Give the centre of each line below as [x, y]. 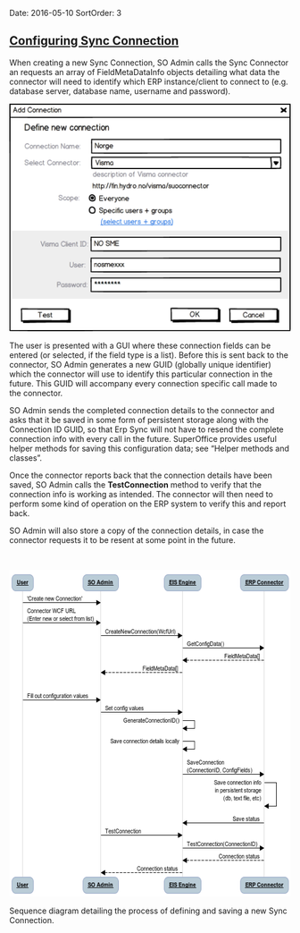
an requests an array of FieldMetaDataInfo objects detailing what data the [145, 72]
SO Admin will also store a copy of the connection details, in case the [137, 530]
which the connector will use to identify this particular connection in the [141, 374]
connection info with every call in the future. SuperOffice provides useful [143, 438]
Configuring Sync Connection [94, 41]
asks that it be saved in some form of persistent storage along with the [139, 420]
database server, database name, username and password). [120, 91]
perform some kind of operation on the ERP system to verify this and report [148, 504]
